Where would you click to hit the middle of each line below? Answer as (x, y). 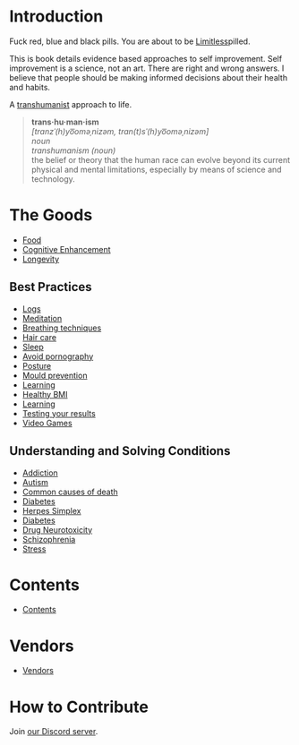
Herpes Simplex (52, 510)
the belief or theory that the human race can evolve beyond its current (161, 159)
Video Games (47, 423)
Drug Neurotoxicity (57, 529)
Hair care (39, 337)
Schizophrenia (49, 539)
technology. (53, 179)
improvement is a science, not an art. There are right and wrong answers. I (147, 68)
